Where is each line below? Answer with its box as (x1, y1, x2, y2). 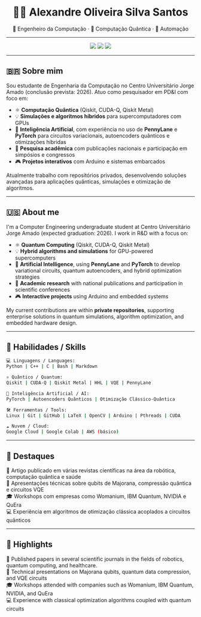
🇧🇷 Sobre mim (6, 66, 63, 77)
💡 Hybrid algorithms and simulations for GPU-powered (14, 248, 154, 255)
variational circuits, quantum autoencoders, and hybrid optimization (14, 267, 182, 274)
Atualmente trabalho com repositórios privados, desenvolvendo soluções (6, 172, 187, 179)
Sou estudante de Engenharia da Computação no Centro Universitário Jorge (6, 82, 194, 89)
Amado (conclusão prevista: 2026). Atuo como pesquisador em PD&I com (6, 88, 188, 95)
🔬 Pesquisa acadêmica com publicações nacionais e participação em (14, 145, 187, 152)
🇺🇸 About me (6, 207, 60, 218)
